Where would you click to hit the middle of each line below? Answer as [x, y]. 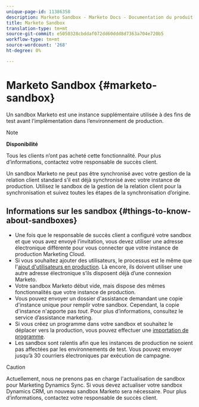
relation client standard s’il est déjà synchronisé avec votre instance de [93, 180]
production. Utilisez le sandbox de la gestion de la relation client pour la [94, 186]
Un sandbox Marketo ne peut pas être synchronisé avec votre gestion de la [99, 173]
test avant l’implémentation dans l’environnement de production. [85, 121]
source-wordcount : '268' [37, 45]
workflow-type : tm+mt [33, 39]
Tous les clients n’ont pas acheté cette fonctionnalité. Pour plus [84, 155]
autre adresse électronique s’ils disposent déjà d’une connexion [93, 273]
